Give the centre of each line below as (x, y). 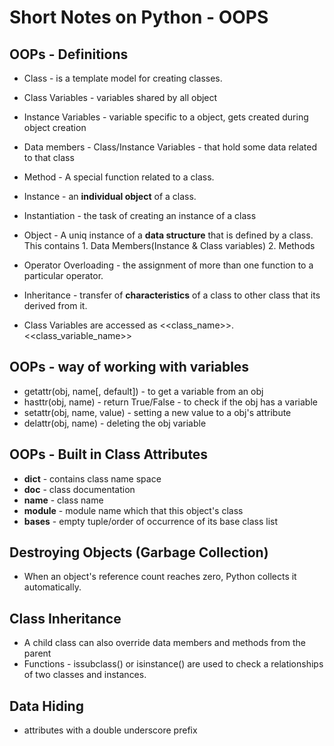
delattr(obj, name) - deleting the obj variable (115, 423)
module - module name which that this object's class (133, 510)
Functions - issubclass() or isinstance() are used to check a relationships (173, 664)
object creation (55, 127)
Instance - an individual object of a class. (110, 196)
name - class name (63, 500)
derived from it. (55, 305)
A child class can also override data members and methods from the (164, 643)
